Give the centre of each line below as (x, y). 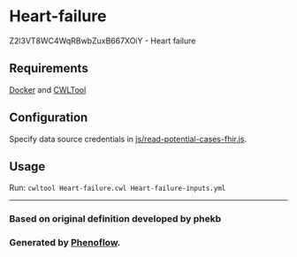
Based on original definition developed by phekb (115, 219)
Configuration (49, 118)
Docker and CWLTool (48, 89)
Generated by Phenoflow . (65, 243)
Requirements (49, 68)
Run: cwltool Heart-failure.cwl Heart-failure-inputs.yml (118, 188)
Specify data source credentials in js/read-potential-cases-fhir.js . (128, 139)
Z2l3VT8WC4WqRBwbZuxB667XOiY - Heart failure (103, 41)
